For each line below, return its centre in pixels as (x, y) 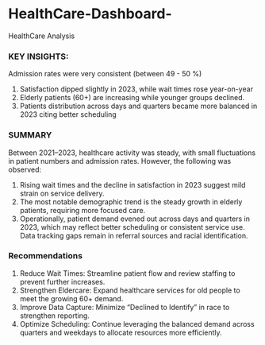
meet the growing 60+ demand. (71, 298)
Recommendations (46, 256)
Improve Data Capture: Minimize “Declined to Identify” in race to (125, 307)
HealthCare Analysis (42, 36)
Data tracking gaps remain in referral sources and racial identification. (134, 235)
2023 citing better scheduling (68, 114)
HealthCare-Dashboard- (90, 14)
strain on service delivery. (62, 193)
